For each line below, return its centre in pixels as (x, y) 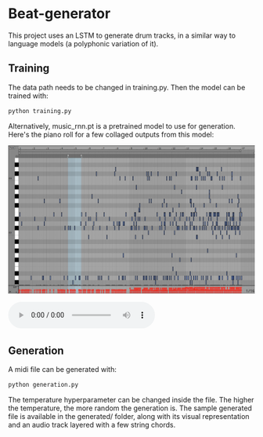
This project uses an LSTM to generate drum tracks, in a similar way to (122, 35)
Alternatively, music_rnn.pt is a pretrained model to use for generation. (122, 126)
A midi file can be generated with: (63, 370)
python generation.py (43, 385)
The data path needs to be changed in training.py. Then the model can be (127, 87)
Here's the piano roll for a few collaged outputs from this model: (111, 134)
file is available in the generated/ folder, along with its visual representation (129, 416)
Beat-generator (59, 14)
